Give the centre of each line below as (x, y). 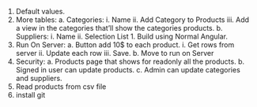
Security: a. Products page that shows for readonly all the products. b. (130, 61)
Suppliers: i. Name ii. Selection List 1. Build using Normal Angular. (121, 36)
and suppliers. (39, 78)
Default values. (40, 11)
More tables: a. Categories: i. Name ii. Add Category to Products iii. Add (132, 20)
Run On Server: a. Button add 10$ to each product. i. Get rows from (125, 45)
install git (30, 95)
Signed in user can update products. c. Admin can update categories (128, 70)
